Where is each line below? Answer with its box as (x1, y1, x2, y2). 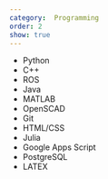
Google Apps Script (22, 142, 97, 153)
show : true (9, 30, 51, 39)
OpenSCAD (22, 104, 66, 114)
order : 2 (9, 22, 43, 31)
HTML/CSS (22, 123, 65, 134)
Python (22, 55, 50, 66)
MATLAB (22, 94, 56, 104)
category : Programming (9, 13, 100, 23)
